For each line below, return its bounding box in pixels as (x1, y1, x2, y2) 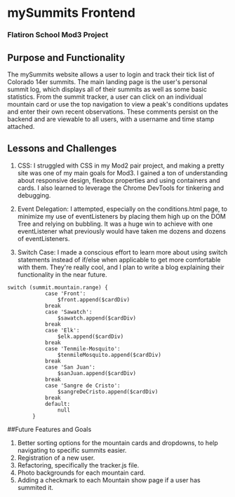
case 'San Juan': (44, 363, 96, 371)
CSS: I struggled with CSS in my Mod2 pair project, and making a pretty (17, 161, 224, 170)
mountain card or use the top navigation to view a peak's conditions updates (7, 100, 229, 108)
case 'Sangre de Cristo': (44, 382, 121, 389)
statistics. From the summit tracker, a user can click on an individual (7, 93, 203, 101)
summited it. (17, 483, 54, 491)
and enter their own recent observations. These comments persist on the (7, 107, 219, 116)
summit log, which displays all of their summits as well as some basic (7, 85, 207, 93)
